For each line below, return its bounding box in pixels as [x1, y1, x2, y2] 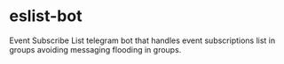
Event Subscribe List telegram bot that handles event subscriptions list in [9, 35, 276, 46]
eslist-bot [9, 6, 83, 26]
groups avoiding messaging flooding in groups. [9, 44, 182, 54]
